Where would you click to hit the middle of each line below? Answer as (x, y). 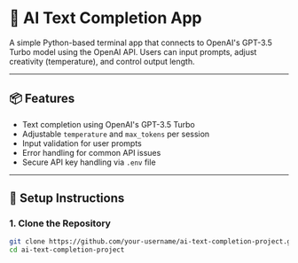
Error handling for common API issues (91, 152)
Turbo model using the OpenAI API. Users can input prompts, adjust (133, 51)
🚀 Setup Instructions (67, 198)
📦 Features (42, 99)
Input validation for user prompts (82, 143)
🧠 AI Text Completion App (106, 18)
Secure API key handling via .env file (89, 162)
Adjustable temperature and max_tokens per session (116, 134)
